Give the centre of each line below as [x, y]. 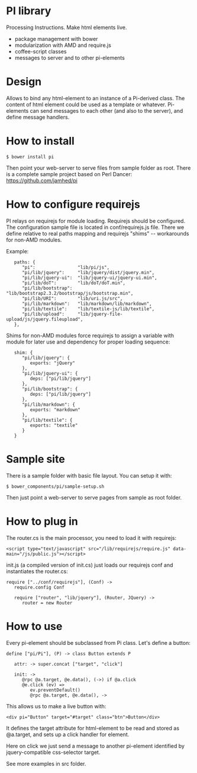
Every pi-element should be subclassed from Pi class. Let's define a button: [98, 642]
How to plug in [42, 521]
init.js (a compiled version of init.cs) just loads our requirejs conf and [90, 565]
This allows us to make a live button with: [56, 706]
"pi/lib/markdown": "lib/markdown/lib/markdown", [87, 304]
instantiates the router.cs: [37, 571]
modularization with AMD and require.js [63, 45]
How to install [41, 141]
